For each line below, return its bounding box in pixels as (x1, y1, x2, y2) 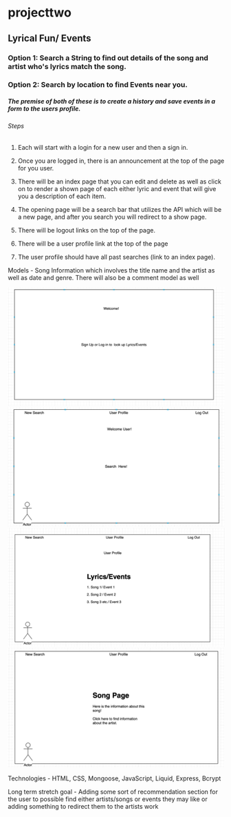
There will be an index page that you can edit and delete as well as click (17, 177, 222, 186)
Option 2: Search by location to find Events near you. (8, 80, 188, 90)
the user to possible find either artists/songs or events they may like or (8, 795, 208, 803)
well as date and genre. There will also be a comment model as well (8, 274, 199, 282)
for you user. (17, 164, 54, 172)
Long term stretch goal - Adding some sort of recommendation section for (8, 787, 219, 796)
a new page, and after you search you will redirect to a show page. (17, 213, 207, 221)
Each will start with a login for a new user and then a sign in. (17, 144, 188, 151)
